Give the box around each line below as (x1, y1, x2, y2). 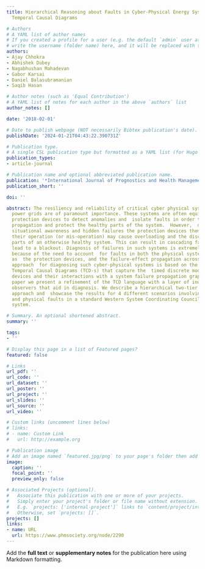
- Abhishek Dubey (6, 59, 51, 66)
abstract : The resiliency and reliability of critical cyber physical (6, 205, 190, 211)
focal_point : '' (12, 470, 53, 477)
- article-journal (6, 161, 53, 167)
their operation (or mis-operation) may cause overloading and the (12, 233, 187, 240)
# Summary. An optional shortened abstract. (6, 313, 121, 319)
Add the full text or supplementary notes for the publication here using (6, 549, 187, 556)
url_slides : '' (6, 397, 45, 403)
